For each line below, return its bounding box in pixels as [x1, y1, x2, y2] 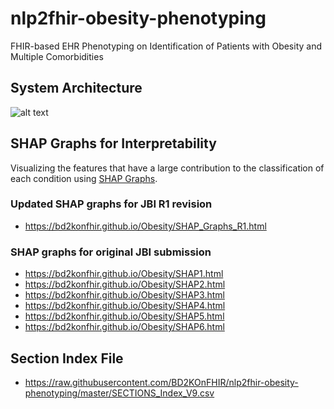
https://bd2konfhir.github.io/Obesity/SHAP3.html [24, 289, 225, 301]
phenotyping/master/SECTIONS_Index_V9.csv [24, 387, 215, 399]
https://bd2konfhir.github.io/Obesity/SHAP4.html [24, 300, 226, 312]
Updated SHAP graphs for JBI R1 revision [10, 197, 213, 211]
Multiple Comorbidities [10, 50, 104, 62]
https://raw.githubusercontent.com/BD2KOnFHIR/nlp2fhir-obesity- [24, 376, 299, 388]
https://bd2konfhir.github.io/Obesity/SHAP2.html [24, 278, 226, 291]
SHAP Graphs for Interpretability [10, 135, 217, 152]
